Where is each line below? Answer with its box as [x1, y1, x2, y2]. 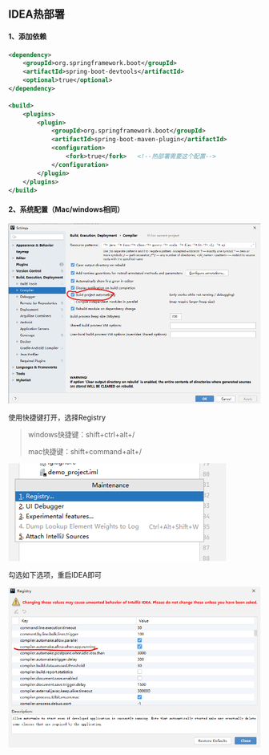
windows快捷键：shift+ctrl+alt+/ [27, 430, 135, 440]
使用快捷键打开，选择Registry [8, 412, 106, 423]
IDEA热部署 [8, 7, 66, 22]
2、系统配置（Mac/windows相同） [8, 205, 125, 214]
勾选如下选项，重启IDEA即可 [8, 570, 102, 580]
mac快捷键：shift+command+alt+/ [27, 447, 143, 457]
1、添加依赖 [8, 31, 47, 41]
